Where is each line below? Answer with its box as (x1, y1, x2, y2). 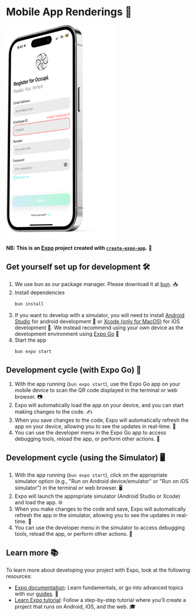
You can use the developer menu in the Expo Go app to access (14, 429, 167, 436)
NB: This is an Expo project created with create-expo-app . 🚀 (6, 244, 152, 251)
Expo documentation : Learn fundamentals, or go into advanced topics (14, 584, 183, 591)
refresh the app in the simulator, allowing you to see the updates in (14, 511, 176, 518)
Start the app (14, 336, 47, 344)
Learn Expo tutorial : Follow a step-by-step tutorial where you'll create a (14, 596, 186, 603)
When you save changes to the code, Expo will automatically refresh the (14, 417, 189, 424)
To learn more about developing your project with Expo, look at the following (6, 566, 190, 573)
